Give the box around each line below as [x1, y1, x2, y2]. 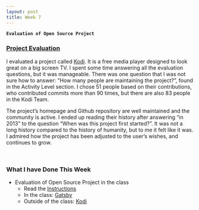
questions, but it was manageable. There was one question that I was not [6, 70, 186, 77]
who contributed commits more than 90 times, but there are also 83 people [6, 89, 191, 96]
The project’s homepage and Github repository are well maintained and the [6, 107, 190, 114]
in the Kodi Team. [6, 96, 49, 103]
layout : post [6, 8, 39, 15]
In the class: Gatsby [23, 192, 73, 199]
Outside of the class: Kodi [23, 198, 88, 205]
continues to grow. [6, 139, 52, 146]
